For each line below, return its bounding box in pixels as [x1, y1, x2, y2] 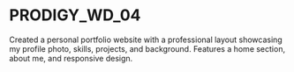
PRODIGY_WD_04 [9, 5, 141, 25]
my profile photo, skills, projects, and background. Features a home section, [9, 43, 285, 54]
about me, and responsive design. [9, 53, 133, 63]
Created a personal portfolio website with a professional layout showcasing [9, 34, 283, 45]
